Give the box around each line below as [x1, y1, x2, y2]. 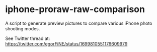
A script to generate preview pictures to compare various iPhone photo [5, 20, 152, 26]
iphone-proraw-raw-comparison [5, 4, 145, 15]
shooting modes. [5, 25, 40, 31]
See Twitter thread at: [5, 35, 50, 41]
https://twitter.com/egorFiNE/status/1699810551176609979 [5, 40, 128, 46]
